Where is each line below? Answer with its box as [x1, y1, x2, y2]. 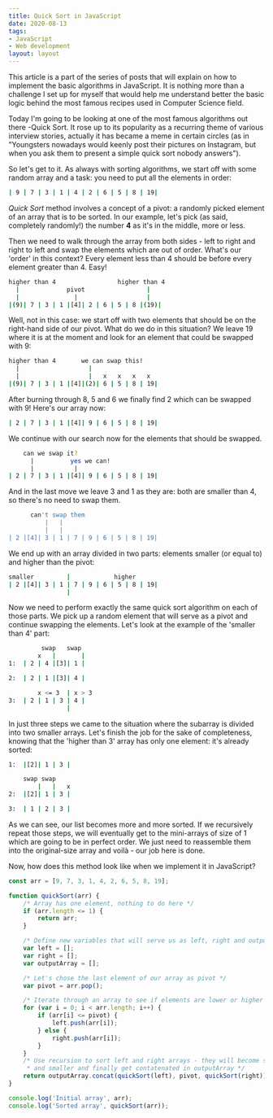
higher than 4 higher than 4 [8, 277, 165, 286]
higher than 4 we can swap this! [8, 357, 144, 365]
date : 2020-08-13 [8, 20, 67, 28]
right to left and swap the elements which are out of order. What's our [8, 245, 242, 255]
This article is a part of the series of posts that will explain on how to [8, 72, 237, 81]
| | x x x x [15, 372, 151, 381]
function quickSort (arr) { [8, 892, 100, 900]
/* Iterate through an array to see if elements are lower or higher [23, 996, 264, 1005]
